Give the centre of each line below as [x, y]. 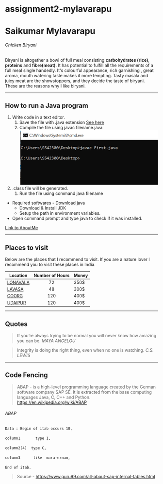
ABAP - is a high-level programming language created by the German [86, 387]
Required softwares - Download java [49, 203]
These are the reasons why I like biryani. [45, 86]
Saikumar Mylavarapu [50, 31]
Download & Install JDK [43, 208]
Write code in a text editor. [39, 117]
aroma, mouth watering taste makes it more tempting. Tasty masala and [77, 75]
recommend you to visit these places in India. [50, 265]
